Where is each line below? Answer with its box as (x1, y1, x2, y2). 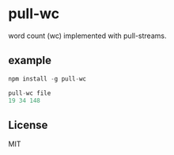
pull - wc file (8, 89, 51, 97)
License (8, 118, 48, 131)
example (8, 54, 52, 67)
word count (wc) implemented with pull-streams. (8, 31, 167, 40)
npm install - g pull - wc (8, 74, 87, 83)
